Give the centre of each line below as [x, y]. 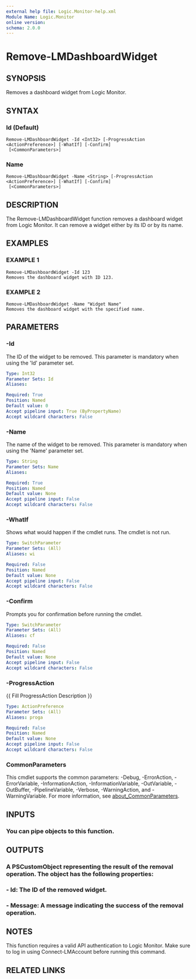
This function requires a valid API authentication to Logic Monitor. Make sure [98, 946]
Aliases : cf [20, 636]
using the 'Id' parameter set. [40, 363]
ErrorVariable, [23, 784]
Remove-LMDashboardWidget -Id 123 [48, 272]
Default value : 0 [27, 406]
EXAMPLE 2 [23, 292]
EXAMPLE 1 [23, 260]
